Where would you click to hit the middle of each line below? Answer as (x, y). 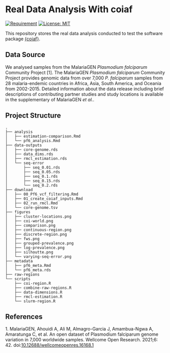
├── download (19, 189)
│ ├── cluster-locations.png (38, 216)
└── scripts (18, 279)
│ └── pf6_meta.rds (28, 270)
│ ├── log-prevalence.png (35, 248)
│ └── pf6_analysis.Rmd (33, 141)
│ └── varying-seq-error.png (38, 256)
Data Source (25, 55)
